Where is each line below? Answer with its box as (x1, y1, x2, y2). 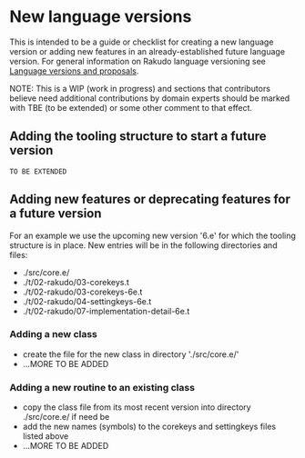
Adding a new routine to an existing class (9, 381, 196, 393)
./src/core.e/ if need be (22, 412, 110, 423)
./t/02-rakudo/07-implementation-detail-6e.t (22, 305, 190, 316)
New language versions (9, 6, 192, 27)
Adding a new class (9, 328, 98, 341)
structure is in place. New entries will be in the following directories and (9, 239, 278, 251)
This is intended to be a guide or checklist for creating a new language (9, 36, 274, 47)
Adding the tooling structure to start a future (9, 129, 267, 144)
